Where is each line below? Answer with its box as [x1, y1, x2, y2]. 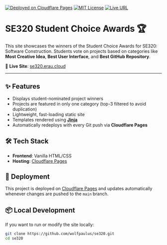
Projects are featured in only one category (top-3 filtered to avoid [12, 101, 147, 107]
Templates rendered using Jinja [12, 117, 78, 122]
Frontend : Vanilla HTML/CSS [12, 152, 72, 159]
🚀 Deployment [5, 172, 50, 181]
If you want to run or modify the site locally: [5, 222, 94, 228]
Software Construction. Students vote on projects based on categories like [5, 48, 158, 54]
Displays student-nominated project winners [12, 95, 103, 102]
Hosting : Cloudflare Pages [12, 158, 67, 164]
